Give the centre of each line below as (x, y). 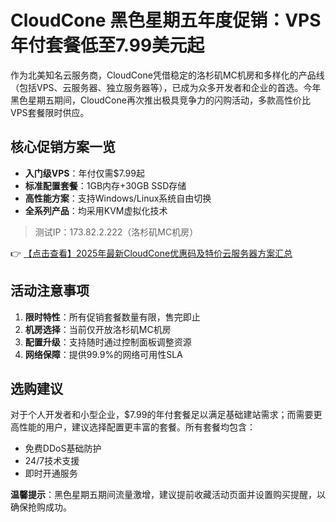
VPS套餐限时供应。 (50, 112)
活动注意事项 (50, 291)
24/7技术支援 (52, 461)
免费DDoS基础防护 (63, 448)
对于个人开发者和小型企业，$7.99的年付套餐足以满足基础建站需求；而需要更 (166, 415)
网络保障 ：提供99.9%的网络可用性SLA (103, 354)
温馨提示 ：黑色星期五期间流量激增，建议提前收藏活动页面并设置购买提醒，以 (168, 495)
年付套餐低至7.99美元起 (107, 45)
